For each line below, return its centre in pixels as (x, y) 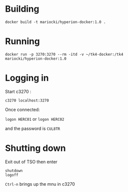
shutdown (14, 171)
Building (22, 9)
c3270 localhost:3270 (27, 100)
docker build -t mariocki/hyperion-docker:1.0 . (55, 22)
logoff (12, 175)
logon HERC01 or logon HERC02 (35, 119)
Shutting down (35, 148)
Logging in (27, 78)
